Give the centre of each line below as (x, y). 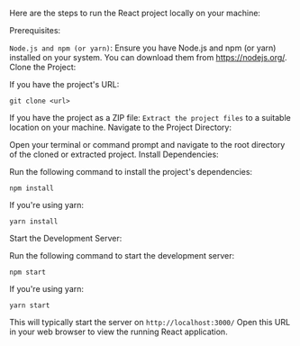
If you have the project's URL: (64, 84)
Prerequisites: (35, 30)
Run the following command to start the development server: (122, 255)
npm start (28, 272)
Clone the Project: (43, 67)
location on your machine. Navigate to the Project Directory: (121, 127)
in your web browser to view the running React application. (118, 332)
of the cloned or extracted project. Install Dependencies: (114, 154)
